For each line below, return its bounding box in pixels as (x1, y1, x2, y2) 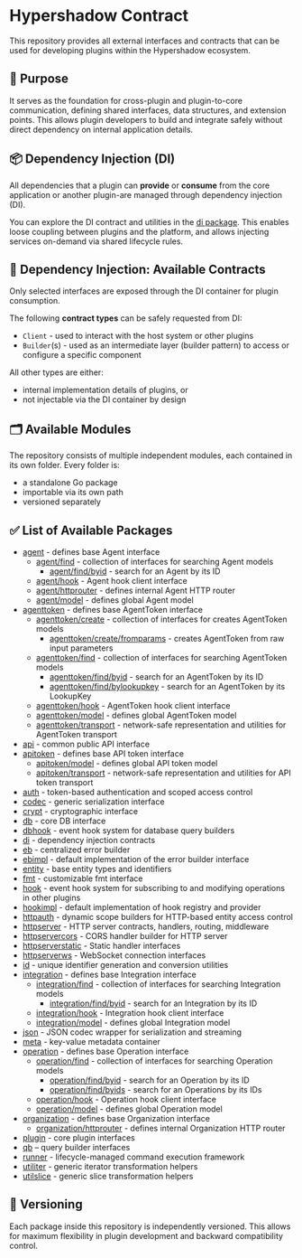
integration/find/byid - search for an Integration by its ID (49, 998, 258, 1009)
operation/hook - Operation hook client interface (35, 1094, 216, 1104)
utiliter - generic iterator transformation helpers (22, 1161, 198, 1171)
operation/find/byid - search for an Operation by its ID (49, 1075, 250, 1085)
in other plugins (22, 892, 81, 903)
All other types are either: (9, 367, 104, 378)
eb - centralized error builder (22, 844, 131, 855)
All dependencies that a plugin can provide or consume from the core (9, 180, 270, 191)
